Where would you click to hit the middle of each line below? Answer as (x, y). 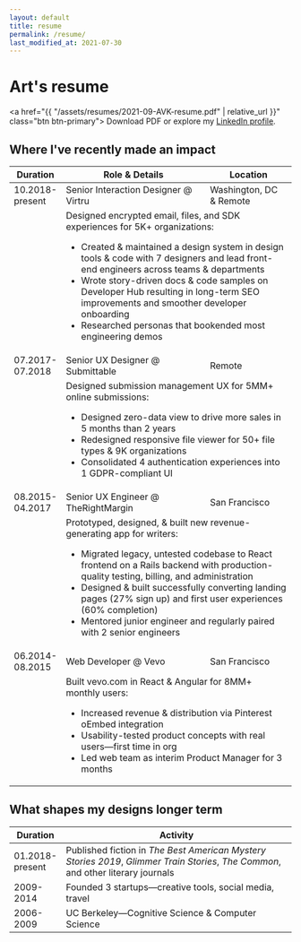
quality (95, 576)
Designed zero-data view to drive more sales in (181, 417)
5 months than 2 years (129, 428)
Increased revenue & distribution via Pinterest (176, 713)
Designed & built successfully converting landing (184, 588)
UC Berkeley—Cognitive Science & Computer (161, 912)
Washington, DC (244, 190)
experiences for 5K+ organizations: (140, 227)
